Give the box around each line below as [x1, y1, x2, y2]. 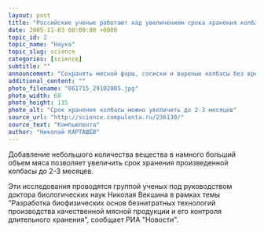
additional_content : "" [8, 77, 86, 85]
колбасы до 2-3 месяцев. [8, 166, 94, 176]
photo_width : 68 [8, 92, 61, 100]
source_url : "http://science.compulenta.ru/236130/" [8, 114, 185, 121]
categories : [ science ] [8, 56, 82, 63]
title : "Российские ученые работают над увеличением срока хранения [8, 19, 237, 27]
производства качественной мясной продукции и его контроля [8, 206, 222, 216]
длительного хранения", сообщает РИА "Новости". [8, 215, 179, 224]
